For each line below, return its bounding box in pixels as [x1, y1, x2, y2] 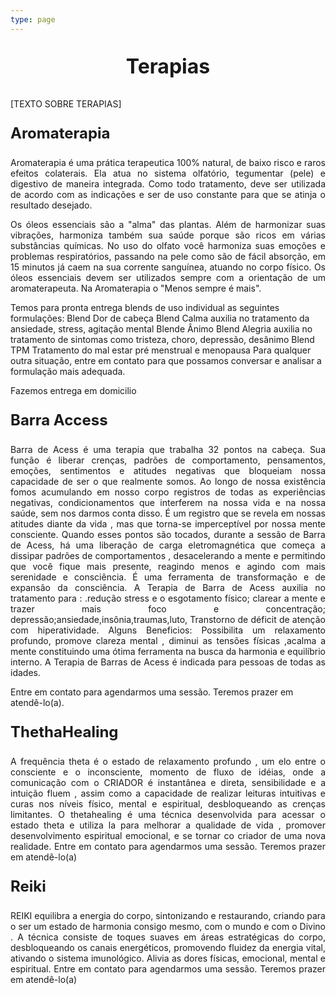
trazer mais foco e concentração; [10, 602, 326, 615]
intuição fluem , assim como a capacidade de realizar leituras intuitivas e [10, 787, 326, 799]
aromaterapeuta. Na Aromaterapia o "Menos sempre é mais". [10, 282, 262, 294]
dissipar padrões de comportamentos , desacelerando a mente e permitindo [10, 549, 326, 561]
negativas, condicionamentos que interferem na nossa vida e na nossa [10, 496, 326, 508]
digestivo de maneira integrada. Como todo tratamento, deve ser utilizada [10, 177, 326, 190]
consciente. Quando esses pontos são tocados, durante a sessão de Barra [10, 528, 326, 540]
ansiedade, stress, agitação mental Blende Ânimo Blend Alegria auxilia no [10, 322, 313, 335]
